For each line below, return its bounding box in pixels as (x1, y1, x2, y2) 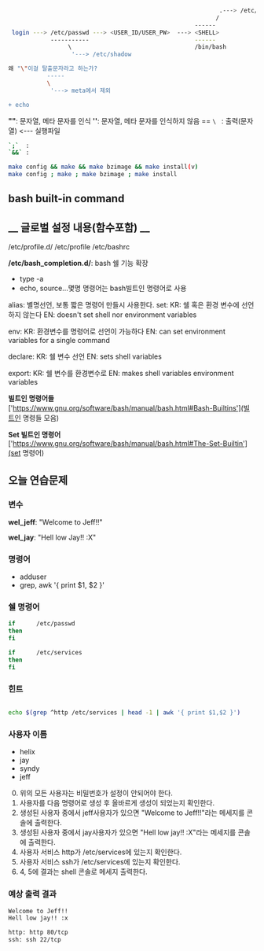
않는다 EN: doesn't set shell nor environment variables (22, 310, 197, 319)
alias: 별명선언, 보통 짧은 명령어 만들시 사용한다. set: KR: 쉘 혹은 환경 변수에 (8, 300, 240, 310)
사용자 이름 (8, 728, 48, 739)
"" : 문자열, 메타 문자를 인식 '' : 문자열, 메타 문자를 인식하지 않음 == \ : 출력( (8, 116, 241, 125)
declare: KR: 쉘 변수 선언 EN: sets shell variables (8, 352, 163, 361)
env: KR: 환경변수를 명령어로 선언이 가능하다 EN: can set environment (8, 326, 225, 337)
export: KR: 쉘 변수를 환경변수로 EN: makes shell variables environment (8, 369, 234, 378)
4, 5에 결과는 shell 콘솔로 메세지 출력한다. (19, 867, 148, 876)
